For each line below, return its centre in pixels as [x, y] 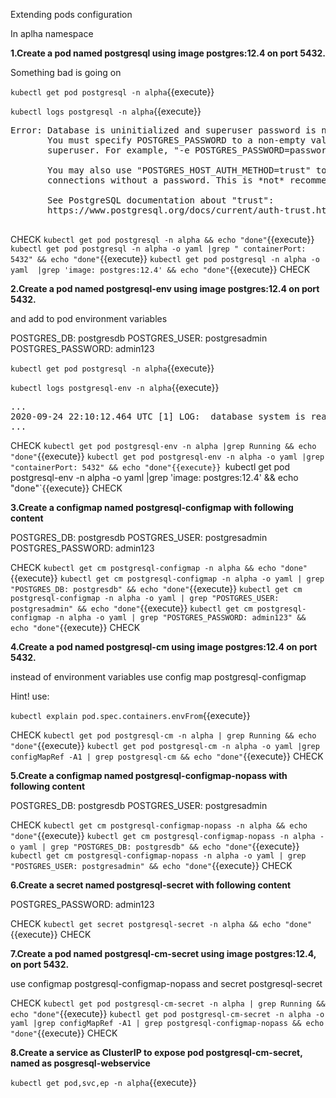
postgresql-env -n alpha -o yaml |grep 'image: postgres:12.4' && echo [154, 477]
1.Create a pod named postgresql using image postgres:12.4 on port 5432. [168, 53]
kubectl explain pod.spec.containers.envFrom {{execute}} [130, 715]
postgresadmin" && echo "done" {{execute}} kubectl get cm [131, 608]
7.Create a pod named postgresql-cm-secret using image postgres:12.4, [163, 953]
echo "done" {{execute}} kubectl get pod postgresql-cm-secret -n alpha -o [167, 1013]
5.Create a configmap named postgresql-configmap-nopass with [149, 775]
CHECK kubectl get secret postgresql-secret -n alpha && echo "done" [161, 923]
